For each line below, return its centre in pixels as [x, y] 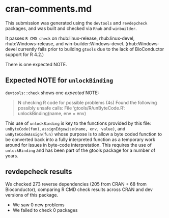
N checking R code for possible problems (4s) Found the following [87, 102]
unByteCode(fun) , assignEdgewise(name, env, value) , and [65, 128]
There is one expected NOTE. [36, 64]
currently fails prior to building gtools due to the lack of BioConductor [91, 49]
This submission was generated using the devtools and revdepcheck [76, 23]
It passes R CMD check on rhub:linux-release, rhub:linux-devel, [70, 38]
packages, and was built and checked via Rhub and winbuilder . [71, 28]
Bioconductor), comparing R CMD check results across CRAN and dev [79, 189]
